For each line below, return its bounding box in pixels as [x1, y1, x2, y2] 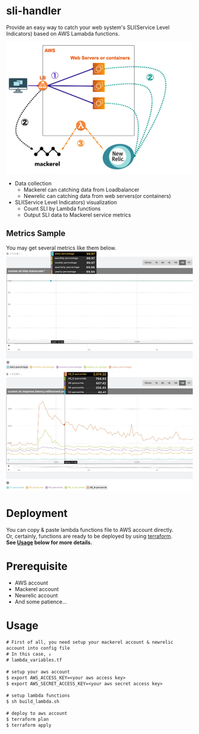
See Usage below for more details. [6, 539, 93, 546]
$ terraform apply [6, 722, 52, 729]
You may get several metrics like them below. [6, 244, 117, 251]
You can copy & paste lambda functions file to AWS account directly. [6, 526, 174, 534]
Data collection [14, 180, 52, 187]
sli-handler [6, 4, 62, 18]
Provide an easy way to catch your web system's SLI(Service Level [6, 24, 170, 31]
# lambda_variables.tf [6, 657, 62, 663]
